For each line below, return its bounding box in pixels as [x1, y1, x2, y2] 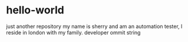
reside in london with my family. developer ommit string [6, 29, 141, 36]
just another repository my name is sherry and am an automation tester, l [6, 23, 183, 30]
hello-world [6, 3, 65, 17]
